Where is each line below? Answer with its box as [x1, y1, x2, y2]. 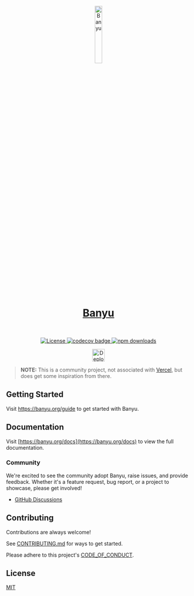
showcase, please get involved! [6, 484, 82, 491]
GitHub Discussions [14, 495, 63, 503]
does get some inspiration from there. [20, 372, 112, 379]
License [6, 568, 36, 578]
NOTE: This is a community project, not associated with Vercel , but [20, 366, 183, 373]
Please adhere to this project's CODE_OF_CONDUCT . [6, 551, 134, 558]
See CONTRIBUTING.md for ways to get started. [6, 540, 123, 547]
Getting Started [6, 390, 64, 400]
